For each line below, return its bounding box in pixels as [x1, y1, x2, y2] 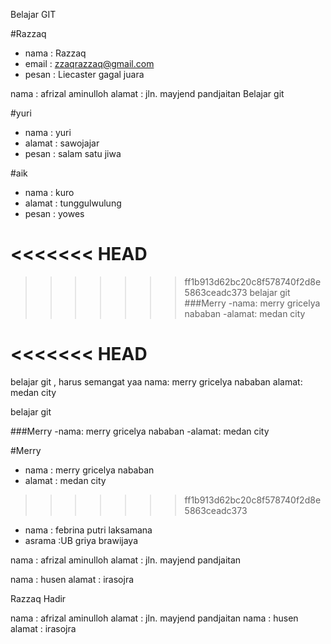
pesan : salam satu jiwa [24, 148, 122, 159]
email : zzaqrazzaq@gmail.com [24, 58, 155, 69]
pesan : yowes [24, 208, 85, 219]
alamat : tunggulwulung [24, 197, 122, 209]
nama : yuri [24, 127, 72, 138]
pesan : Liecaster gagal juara [24, 69, 145, 80]
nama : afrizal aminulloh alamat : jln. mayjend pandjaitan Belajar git [10, 88, 285, 99]
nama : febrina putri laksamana [24, 524, 153, 536]
